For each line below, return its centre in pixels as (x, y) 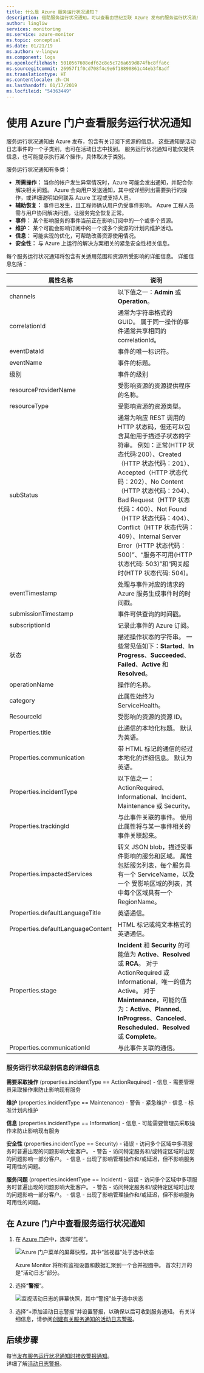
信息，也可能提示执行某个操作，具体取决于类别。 (67, 156)
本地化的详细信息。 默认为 (155, 757)
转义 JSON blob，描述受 (152, 847)
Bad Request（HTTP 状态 (154, 500)
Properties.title (30, 732)
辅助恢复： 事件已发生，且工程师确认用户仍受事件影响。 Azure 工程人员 (104, 205)
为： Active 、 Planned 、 (151, 1009)
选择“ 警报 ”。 (31, 1285)
